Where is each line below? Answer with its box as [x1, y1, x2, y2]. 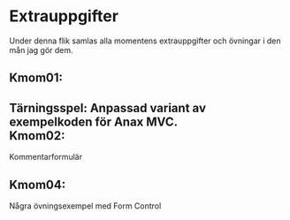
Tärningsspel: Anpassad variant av [9, 100, 206, 116]
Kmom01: [9, 71, 64, 86]
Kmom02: [9, 128, 65, 143]
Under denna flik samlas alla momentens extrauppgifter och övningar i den [9, 35, 281, 46]
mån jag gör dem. [9, 44, 73, 55]
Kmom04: [9, 177, 66, 192]
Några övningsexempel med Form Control [9, 201, 162, 211]
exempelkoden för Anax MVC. [9, 114, 179, 129]
